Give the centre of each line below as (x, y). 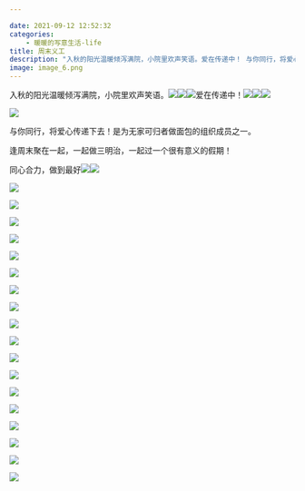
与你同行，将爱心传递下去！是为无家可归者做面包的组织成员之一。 (133, 131)
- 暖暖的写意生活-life (64, 43)
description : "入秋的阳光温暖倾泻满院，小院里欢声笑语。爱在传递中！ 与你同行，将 (148, 60)
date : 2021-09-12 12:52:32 (60, 25)
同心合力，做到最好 (45, 170)
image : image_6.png (46, 68)
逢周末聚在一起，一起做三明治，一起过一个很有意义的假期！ (121, 150)
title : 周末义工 (37, 51)
